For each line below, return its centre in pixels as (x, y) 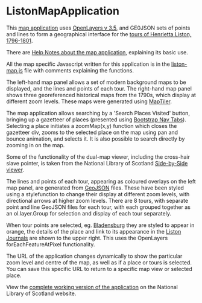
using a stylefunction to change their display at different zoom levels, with (98, 194)
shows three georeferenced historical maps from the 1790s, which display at (101, 95)
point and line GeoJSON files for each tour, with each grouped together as (99, 207)
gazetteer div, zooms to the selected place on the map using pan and (92, 132)
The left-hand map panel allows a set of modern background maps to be (96, 82)
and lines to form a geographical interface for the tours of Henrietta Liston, (99, 34)
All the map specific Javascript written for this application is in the (88, 64)
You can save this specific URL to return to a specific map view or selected (99, 269)
